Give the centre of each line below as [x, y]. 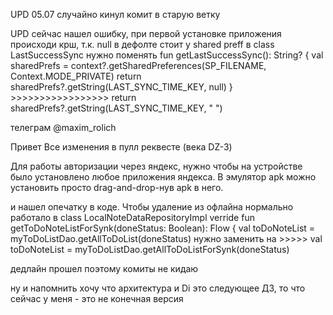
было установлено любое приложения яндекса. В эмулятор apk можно [163, 177]
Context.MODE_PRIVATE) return [76, 76]
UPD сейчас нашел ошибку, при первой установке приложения [146, 33]
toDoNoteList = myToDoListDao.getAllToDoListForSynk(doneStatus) [150, 249]
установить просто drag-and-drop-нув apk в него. [117, 187]
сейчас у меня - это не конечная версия [97, 298]
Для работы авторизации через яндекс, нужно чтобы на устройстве [156, 166]
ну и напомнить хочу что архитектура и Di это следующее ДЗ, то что [158, 288]
